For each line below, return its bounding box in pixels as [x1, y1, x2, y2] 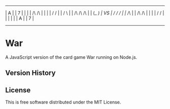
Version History [5, 69, 56, 77]
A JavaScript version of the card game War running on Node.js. [5, 54, 138, 60]
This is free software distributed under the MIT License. [5, 99, 121, 105]
